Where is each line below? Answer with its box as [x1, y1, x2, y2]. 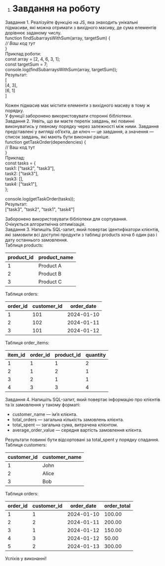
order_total [104, 502, 131, 509]
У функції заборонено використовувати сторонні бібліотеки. [5, 113, 132, 119]
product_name [38, 254, 74, 261]
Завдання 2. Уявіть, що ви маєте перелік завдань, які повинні [5, 118, 135, 124]
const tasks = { [5, 160, 36, 166]
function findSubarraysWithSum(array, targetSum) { [5, 35, 111, 41]
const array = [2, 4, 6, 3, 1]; [5, 56, 60, 62]
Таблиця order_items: [5, 339, 49, 346]
